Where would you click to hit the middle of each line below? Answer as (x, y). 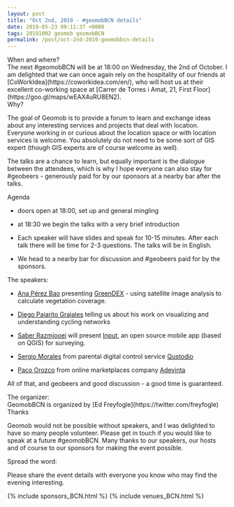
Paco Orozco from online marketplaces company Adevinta (101, 370)
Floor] (202, 90)
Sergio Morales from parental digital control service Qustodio (105, 356)
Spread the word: (32, 461)
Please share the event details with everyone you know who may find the (112, 475)
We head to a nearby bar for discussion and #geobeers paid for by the (119, 259)
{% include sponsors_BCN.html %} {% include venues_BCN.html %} (106, 496)
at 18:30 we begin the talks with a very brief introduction (98, 224)
